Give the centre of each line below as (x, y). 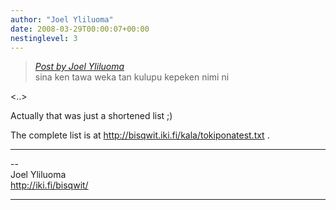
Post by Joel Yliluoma (79, 67)
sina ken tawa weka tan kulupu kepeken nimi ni (132, 77)
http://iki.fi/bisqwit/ (49, 185)
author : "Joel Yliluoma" (62, 19)
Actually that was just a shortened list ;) (91, 116)
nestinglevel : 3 (44, 38)
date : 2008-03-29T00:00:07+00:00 (80, 29)
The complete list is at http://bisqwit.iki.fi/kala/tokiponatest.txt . (140, 135)
